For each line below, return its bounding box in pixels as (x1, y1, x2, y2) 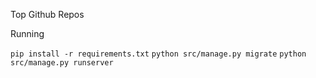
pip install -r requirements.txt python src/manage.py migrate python (10, 49, 307, 59)
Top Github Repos (10, 9, 85, 20)
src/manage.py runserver (10, 58, 114, 68)
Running (10, 28, 45, 39)
